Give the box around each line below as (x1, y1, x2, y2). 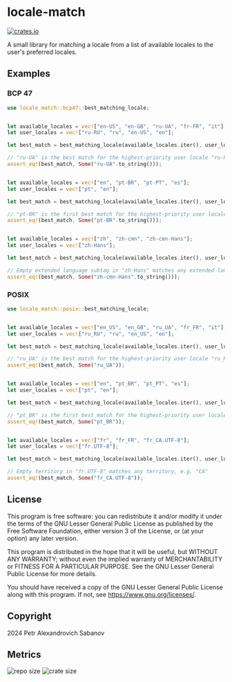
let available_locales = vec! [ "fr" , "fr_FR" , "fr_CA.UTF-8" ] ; (7, 436, 190, 443)
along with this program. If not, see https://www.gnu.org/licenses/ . (7, 590, 197, 598)
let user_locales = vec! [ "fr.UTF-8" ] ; (7, 443, 119, 450)
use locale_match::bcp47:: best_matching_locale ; (7, 104, 150, 111)
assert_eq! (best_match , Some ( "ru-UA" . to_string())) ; (7, 160, 162, 167)
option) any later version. (7, 534, 78, 542)
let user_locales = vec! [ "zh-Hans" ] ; (7, 242, 116, 249)
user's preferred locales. (7, 48, 77, 56)
